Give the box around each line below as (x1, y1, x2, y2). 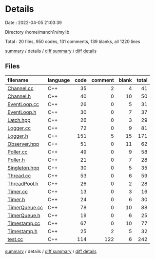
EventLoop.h (7, 108, 37, 115)
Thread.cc (7, 172, 31, 179)
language (47, 77, 70, 84)
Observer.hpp (7, 140, 39, 147)
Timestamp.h (7, 228, 38, 235)
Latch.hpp (7, 116, 31, 123)
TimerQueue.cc (7, 204, 43, 211)
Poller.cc (7, 148, 28, 155)
